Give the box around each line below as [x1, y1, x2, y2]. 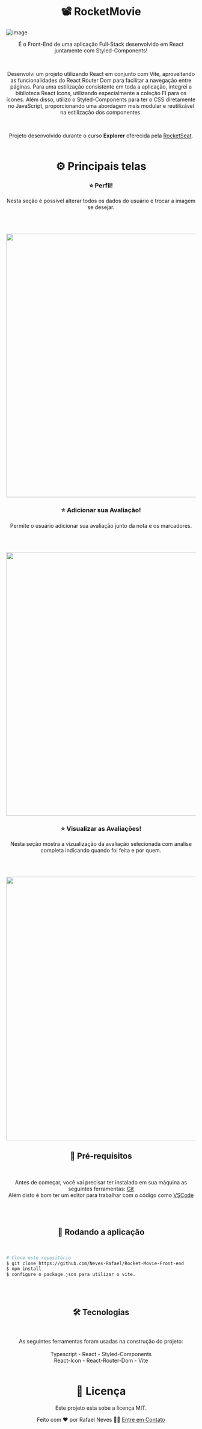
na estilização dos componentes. [60, 108, 142, 116]
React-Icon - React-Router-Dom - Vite [54, 1357, 148, 1364]
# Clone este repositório [6, 1254, 71, 1261]
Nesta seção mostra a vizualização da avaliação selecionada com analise [10, 840, 192, 848]
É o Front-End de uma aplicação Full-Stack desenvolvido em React [18, 40, 184, 48]
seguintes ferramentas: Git [68, 1185, 134, 1192]
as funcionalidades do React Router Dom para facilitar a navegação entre [10, 77, 192, 84]
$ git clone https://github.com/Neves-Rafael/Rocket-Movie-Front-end [6, 1260, 185, 1266]
